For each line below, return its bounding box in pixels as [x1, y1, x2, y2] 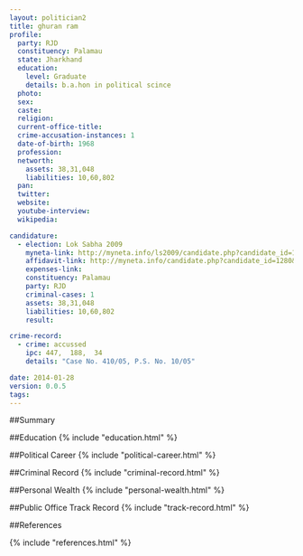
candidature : [9, 231, 59, 240]
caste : [17, 106, 42, 115]
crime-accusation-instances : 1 [17, 131, 135, 140]
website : [17, 198, 50, 208]
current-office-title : [17, 123, 103, 132]
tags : [9, 390, 30, 399]
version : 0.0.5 [9, 382, 67, 391]
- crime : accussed [17, 340, 87, 349]
